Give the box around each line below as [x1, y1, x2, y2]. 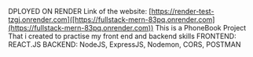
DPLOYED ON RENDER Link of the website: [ [8, 7, 152, 16]
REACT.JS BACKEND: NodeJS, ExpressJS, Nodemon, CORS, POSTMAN [8, 40, 241, 49]
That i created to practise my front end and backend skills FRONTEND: [8, 31, 237, 41]
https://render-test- [151, 7, 214, 16]
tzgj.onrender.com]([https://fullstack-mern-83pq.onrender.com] [8, 15, 215, 24]
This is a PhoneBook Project [155, 23, 247, 32]
